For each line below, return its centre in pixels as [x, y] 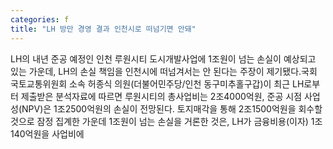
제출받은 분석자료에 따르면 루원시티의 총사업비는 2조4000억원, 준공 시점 [161, 96]
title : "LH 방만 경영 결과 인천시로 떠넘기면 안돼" [103, 29]
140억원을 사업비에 [47, 133]
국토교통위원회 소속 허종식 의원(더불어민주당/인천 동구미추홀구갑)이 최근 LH [157, 83]
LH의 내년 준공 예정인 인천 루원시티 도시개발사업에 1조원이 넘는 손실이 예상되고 [163, 58]
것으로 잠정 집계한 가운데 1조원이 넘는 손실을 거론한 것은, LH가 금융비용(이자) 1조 [166, 121]
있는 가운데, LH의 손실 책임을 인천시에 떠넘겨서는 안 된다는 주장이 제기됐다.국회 [164, 71]
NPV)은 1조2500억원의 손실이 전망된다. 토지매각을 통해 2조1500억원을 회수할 [172, 108]
